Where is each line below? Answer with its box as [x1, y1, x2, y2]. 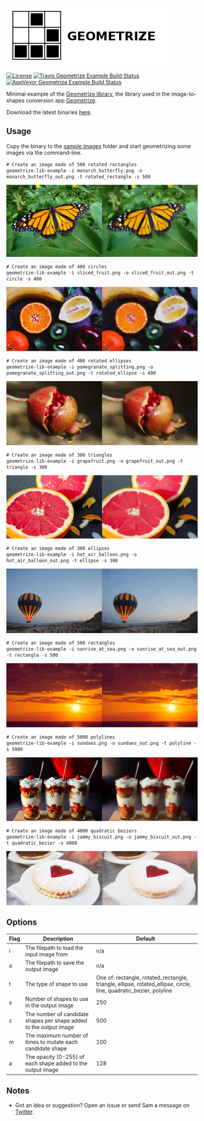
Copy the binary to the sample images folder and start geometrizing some [6, 142, 191, 149]
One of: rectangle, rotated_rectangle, [96, 974, 188, 981]
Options [6, 917, 38, 928]
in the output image [25, 1002, 74, 1009]
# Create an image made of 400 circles [6, 263, 107, 270]
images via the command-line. [6, 149, 82, 156]
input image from [25, 950, 68, 958]
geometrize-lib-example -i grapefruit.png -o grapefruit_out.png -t [6, 458, 183, 465]
